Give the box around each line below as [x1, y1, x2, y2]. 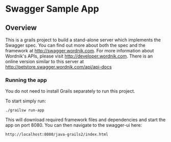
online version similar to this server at [5, 59, 84, 64]
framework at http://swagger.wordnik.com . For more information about [5, 48, 154, 53]
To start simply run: [5, 98, 46, 104]
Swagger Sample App [5, 3, 100, 15]
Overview [5, 23, 37, 32]
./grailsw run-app [5, 108, 44, 113]
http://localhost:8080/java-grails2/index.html [5, 132, 109, 137]
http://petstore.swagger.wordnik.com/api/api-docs [5, 64, 112, 70]
